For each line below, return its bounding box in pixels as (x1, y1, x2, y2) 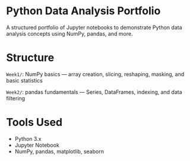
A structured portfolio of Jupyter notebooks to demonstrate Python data (6, 24, 182, 31)
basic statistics (6, 77, 43, 84)
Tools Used (6, 116, 63, 129)
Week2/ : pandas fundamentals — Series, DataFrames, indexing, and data (6, 88, 182, 96)
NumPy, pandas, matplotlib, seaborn (14, 147, 104, 155)
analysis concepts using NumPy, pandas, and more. (6, 30, 133, 37)
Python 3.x (14, 135, 42, 142)
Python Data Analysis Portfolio (6, 4, 161, 18)
